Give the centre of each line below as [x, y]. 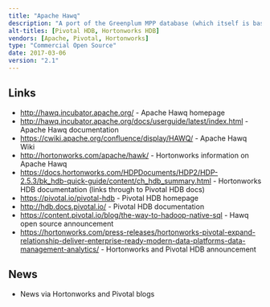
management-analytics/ [59, 249]
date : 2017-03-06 [37, 53]
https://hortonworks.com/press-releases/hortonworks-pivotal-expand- [137, 232]
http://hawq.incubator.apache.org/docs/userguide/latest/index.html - [134, 121]
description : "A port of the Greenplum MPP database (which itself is [129, 23]
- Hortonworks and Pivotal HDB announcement [179, 249]
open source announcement [67, 223]
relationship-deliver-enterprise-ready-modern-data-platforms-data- [133, 240]
